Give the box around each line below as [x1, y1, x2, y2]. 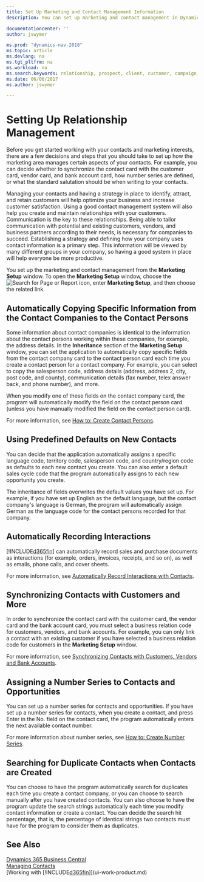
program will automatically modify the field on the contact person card [6, 399, 183, 405]
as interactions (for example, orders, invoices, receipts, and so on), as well [6, 554, 192, 561]
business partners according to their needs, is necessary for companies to [6, 229, 193, 236]
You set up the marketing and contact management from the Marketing [6, 266, 185, 274]
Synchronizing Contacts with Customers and [6, 590, 180, 600]
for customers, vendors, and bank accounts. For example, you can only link [6, 628, 195, 636]
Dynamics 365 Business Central [6, 855, 86, 863]
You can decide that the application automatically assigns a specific [6, 450, 176, 458]
